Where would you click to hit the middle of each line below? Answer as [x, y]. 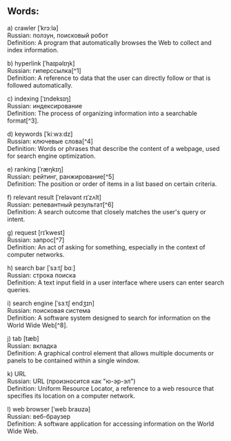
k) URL [17, 373]
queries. [19, 289]
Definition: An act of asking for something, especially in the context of [106, 247]
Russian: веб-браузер [39, 416]
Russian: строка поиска [42, 275]
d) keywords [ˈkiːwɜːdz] [40, 134]
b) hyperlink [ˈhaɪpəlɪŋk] [41, 63]
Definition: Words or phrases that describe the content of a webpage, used [113, 148]
